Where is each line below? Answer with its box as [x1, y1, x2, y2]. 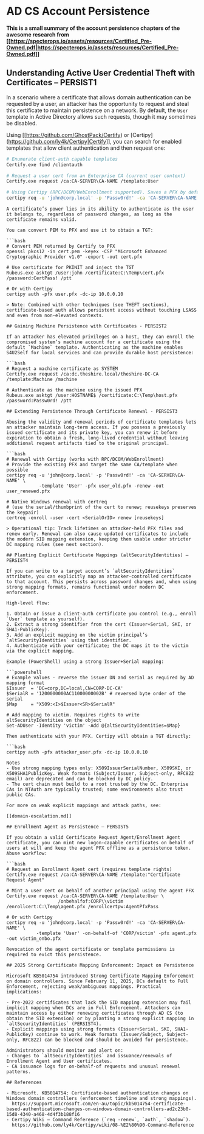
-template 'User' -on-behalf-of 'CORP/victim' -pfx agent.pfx [36, 930, 197, 936]
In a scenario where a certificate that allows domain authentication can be [6, 93, 191, 101]
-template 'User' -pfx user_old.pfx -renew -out [38, 483, 165, 489]
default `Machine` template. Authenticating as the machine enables [6, 345, 183, 351]
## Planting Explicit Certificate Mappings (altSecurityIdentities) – [6, 552, 189, 558]
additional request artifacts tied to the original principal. [6, 440, 170, 446]
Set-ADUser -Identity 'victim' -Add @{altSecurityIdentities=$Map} [6, 723, 181, 729]
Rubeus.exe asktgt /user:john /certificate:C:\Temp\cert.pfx [6, 270, 165, 276]
